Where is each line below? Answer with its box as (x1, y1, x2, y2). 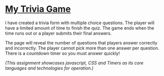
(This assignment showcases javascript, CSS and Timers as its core (5, 60, 144, 66)
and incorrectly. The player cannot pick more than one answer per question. (5, 45, 160, 51)
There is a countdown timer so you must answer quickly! (5, 50, 120, 56)
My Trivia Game (5, 3, 71, 15)
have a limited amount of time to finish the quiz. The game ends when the (5, 25, 154, 31)
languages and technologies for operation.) (5, 65, 94, 71)
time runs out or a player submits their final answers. (5, 30, 112, 36)
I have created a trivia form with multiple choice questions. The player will (5, 20, 155, 26)
